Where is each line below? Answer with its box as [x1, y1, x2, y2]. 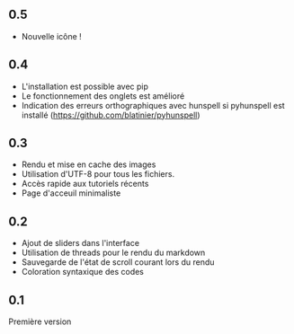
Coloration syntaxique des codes [21, 267, 145, 277]
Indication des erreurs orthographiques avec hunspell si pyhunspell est [21, 100, 285, 110]
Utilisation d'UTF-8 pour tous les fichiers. [21, 169, 175, 180]
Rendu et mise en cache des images [21, 159, 156, 170]
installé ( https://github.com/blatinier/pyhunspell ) [21, 110, 200, 120]
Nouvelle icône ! [21, 31, 82, 41]
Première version [8, 316, 72, 327]
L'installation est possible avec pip [21, 81, 149, 92]
